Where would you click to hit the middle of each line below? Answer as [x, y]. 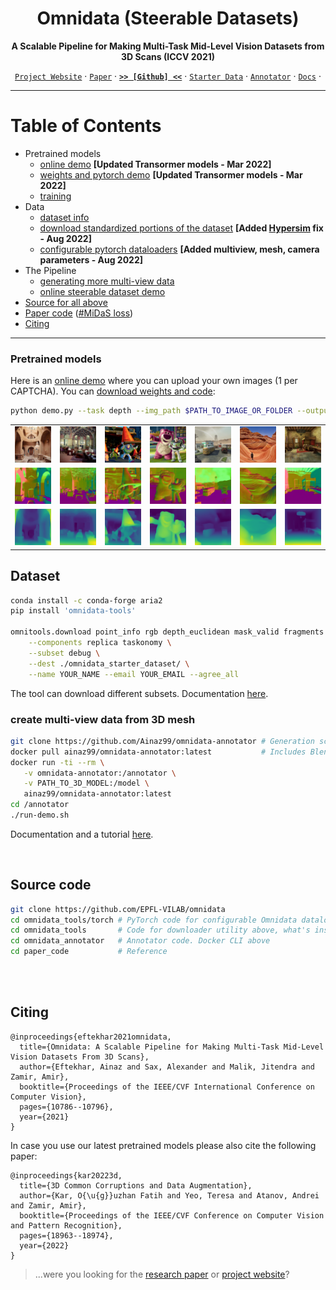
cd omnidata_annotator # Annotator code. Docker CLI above [140, 941]
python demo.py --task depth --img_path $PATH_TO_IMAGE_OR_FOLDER [151, 411]
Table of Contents [86, 126]
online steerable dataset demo [102, 291]
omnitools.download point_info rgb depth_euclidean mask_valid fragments [167, 632]
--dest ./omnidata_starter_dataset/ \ [109, 663]
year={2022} [44, 1245]
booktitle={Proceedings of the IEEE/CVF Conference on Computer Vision [172, 1215]
